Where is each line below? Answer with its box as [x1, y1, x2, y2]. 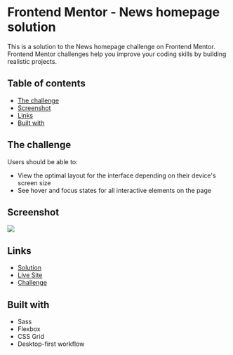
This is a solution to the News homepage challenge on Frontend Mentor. [7, 42, 215, 51]
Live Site [17, 271, 43, 279]
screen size [17, 178, 51, 187]
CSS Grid [17, 333, 44, 340]
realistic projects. [7, 57, 58, 65]
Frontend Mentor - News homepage [7, 4, 220, 20]
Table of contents [7, 78, 86, 90]
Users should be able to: [7, 157, 79, 166]
